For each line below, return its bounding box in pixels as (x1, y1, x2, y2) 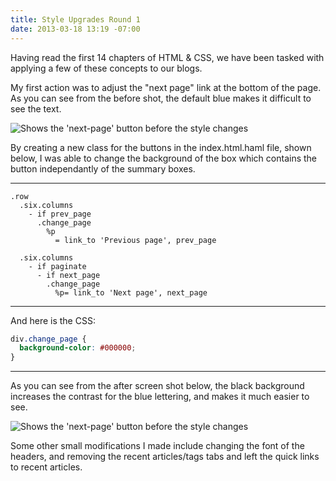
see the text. (10, 102, 62, 115)
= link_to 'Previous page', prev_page (54, 235, 217, 245)
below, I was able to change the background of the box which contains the (10, 152, 317, 164)
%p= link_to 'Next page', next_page (54, 287, 208, 298)
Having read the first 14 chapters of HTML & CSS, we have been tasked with (10, 51, 325, 63)
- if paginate (28, 261, 87, 271)
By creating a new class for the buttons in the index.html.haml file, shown (10, 141, 312, 153)
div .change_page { (10, 334, 87, 344)
